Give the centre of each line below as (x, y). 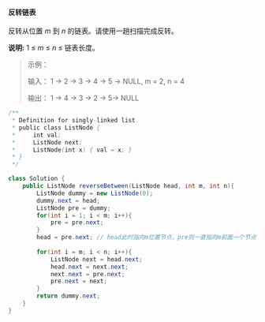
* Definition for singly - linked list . (75, 121)
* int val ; (36, 135)
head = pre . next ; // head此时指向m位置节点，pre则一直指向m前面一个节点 (146, 238)
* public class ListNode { (56, 127)
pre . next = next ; (79, 281)
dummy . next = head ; (69, 200)
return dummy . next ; (69, 296)
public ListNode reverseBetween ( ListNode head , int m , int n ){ (129, 186)
